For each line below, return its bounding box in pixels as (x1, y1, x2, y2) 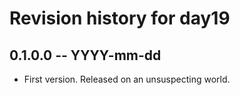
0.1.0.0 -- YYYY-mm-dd (9, 47, 162, 64)
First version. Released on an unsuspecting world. (23, 73, 231, 85)
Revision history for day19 (9, 7, 231, 30)
